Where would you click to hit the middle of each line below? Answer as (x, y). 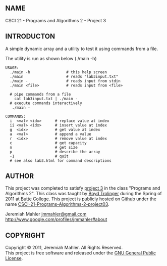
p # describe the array (55, 152)
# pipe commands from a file (40, 94)
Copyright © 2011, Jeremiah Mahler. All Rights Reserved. (64, 248)
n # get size (44, 147)
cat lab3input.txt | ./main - (46, 99)
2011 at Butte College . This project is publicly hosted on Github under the (81, 199)
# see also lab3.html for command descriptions (61, 161)
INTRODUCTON (30, 37)
